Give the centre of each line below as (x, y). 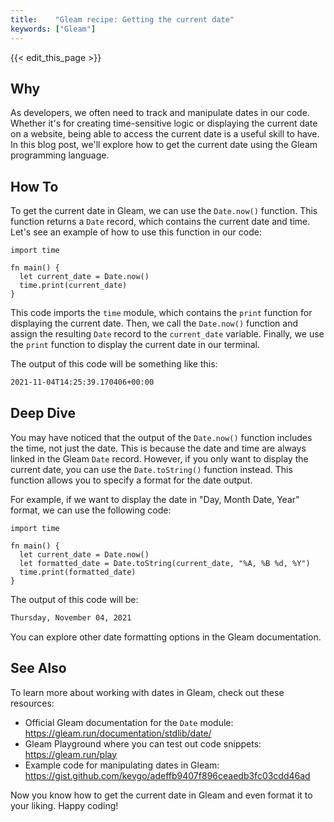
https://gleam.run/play (71, 754)
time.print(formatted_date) (78, 572)
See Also (38, 668)
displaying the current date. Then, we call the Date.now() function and (154, 323)
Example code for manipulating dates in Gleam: (122, 765)
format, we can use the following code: (91, 510)
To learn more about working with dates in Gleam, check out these (147, 692)
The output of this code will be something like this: (114, 364)
